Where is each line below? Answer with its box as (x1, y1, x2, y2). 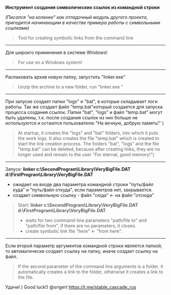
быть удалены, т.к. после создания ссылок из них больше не (5, 114, 138, 121)
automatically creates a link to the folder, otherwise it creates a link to (17, 269, 163, 275)
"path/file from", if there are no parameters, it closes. (25, 223, 136, 228)
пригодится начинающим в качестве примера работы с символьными (5, 20, 160, 25)
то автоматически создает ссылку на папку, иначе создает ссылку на (5, 248, 158, 254)
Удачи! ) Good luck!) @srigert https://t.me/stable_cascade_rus (5, 284, 136, 290)
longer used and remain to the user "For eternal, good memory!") (17, 152, 155, 157)
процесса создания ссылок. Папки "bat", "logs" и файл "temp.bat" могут (5, 109, 163, 115)
